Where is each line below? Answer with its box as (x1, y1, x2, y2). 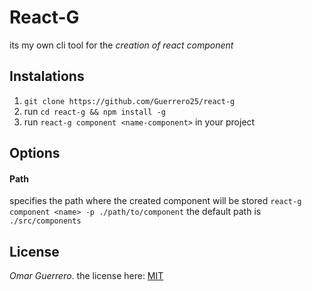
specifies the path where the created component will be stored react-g (9, 195, 302, 207)
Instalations (9, 68, 85, 85)
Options (9, 145, 61, 162)
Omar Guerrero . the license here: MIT (9, 270, 164, 282)
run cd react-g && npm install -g (23, 105, 167, 117)
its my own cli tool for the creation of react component (9, 39, 234, 51)
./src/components (9, 216, 82, 226)
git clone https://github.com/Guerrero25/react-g (23, 96, 236, 106)
